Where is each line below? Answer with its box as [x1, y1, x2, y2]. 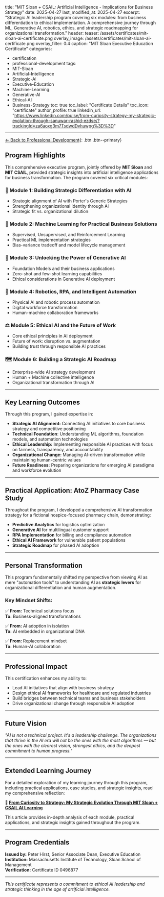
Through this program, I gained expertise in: [5, 411, 94, 417]
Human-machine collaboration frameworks [12, 310, 99, 315]
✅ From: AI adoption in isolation [5, 623, 69, 629]
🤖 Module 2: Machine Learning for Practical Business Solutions [5, 220, 158, 227]
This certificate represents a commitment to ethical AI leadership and [5, 881, 145, 887]
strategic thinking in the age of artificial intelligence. [5, 886, 110, 892]
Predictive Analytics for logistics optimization [12, 522, 105, 528]
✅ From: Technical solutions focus [5, 608, 75, 614]
